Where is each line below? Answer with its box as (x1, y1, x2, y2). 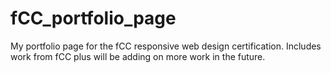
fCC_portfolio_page (10, 7, 177, 30)
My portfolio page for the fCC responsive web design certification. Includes (10, 40, 322, 52)
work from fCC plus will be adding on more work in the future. (10, 50, 266, 62)
